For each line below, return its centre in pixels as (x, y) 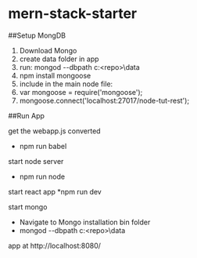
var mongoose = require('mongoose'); (81, 92)
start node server (36, 161)
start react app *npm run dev (55, 191)
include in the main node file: (66, 84)
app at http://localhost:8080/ (55, 245)
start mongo (28, 207)
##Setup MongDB (37, 35)
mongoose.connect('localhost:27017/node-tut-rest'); (104, 100)
